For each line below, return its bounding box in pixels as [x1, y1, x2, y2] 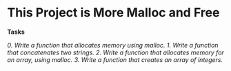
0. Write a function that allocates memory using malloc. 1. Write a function [7, 41, 219, 49]
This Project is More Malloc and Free [7, 5, 220, 21]
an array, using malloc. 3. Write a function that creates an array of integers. [7, 55, 223, 63]
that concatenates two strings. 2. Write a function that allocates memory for [7, 48, 224, 57]
